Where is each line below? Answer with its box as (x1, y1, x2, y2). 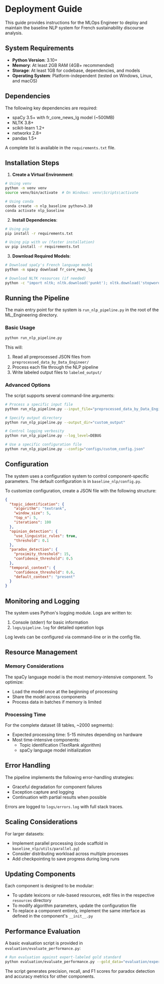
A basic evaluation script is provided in (5, 940, 83, 946)
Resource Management (5, 648, 78, 656)
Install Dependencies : (12, 217, 58, 223)
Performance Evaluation (5, 927, 81, 936)
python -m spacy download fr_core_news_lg (5, 267, 93, 272)
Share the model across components (12, 693, 86, 699)
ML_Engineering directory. (5, 312, 59, 318)
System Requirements (5, 44, 74, 52)
